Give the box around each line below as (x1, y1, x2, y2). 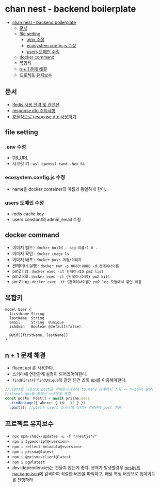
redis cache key (12, 211, 44, 217)
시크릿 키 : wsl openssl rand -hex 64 (12, 161, 85, 166)
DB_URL (12, 155, 29, 161)
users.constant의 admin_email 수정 (12, 216, 81, 222)
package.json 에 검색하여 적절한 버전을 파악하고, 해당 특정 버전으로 (12, 470, 139, 476)
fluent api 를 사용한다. (12, 365, 54, 371)
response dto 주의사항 (12, 108, 56, 113)
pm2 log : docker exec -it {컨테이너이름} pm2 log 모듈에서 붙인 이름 (12, 278, 142, 284)
